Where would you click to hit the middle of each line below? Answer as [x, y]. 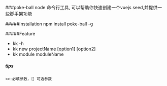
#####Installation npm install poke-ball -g [49, 24]
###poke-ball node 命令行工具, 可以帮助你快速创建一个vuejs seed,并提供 [81, 7]
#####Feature [20, 34]
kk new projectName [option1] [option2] [54, 49]
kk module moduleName [38, 54]
